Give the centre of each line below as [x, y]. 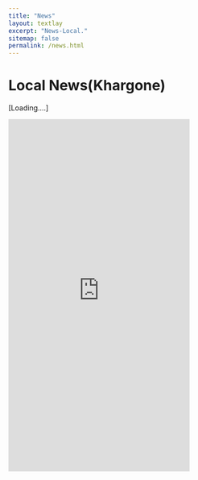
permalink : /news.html [46, 46]
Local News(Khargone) [87, 86]
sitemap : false [34, 38]
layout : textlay [35, 23]
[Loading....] [29, 108]
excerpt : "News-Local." [48, 31]
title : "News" [32, 16]
